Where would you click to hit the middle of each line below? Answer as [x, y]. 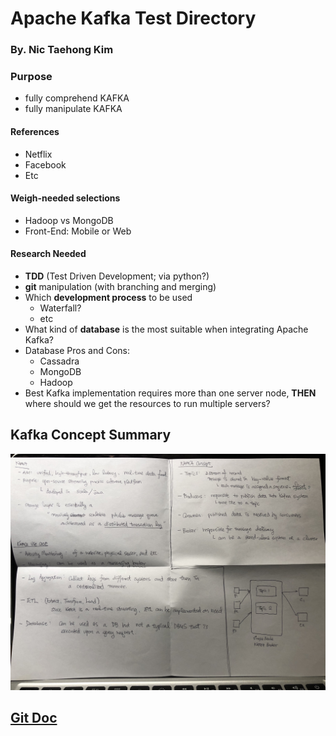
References [35, 131]
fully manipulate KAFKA [73, 109]
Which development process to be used [108, 298]
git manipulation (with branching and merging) [120, 287]
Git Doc [34, 718]
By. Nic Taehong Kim [62, 50]
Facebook [45, 164]
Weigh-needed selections [65, 198]
